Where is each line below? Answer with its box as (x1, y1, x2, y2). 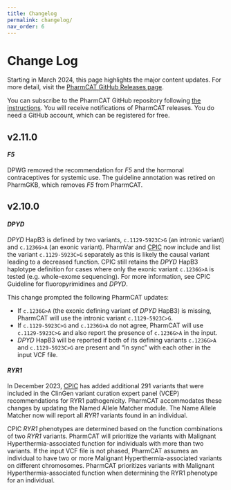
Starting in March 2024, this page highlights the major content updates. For (7, 75, 221, 84)
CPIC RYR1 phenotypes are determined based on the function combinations (7, 424, 223, 433)
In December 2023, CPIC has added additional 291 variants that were (7, 381, 204, 390)
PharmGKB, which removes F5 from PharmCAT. (7, 181, 143, 189)
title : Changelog (7, 10, 57, 17)
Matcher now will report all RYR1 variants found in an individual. (7, 411, 188, 419)
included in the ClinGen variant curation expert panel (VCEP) (7, 389, 180, 397)
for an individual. (7, 475, 55, 484)
